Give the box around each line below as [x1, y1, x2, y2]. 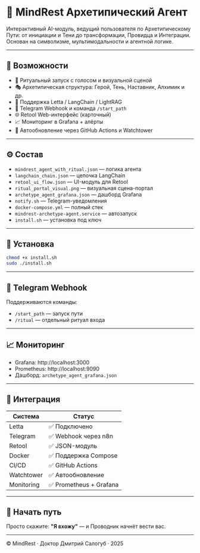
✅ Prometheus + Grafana [48, 480, 119, 489]
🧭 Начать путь [6, 507, 62, 517]
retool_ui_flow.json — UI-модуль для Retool [14, 178, 128, 185]
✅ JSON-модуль [48, 441, 97, 450]
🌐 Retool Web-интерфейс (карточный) [14, 110, 111, 118]
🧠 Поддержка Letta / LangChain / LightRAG [14, 98, 122, 105]
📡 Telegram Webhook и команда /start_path [14, 105, 127, 112]
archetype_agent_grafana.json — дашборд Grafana [14, 191, 142, 198]
